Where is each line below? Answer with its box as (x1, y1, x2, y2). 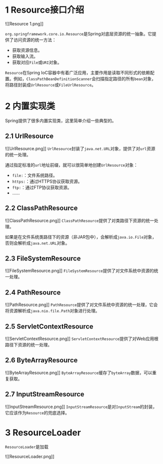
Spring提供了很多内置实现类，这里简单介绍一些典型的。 (5, 118, 117, 123)
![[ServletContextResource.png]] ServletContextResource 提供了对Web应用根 (5, 336, 159, 342)
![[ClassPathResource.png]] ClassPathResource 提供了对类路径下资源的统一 (5, 217, 154, 223)
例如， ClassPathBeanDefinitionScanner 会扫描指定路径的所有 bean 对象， (13, 76, 156, 82)
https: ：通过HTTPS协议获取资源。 (12, 178, 83, 184)
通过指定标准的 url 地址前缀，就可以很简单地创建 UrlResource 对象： (5, 162, 138, 168)
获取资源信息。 (12, 47, 42, 53)
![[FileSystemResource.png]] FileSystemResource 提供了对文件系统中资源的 (5, 268, 154, 274)
